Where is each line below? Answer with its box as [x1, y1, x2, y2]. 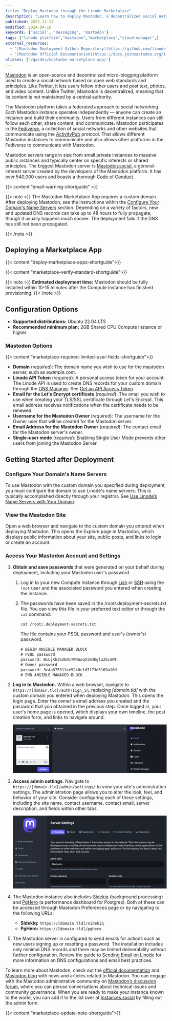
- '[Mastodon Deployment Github [10, 46, 79, 51]
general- [137, 162, 156, 169]
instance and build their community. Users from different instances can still [5, 115, 164, 121]
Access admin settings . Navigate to [12, 778, 90, 784]
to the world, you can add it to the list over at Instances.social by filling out [5, 994, 162, 1001]
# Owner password [20, 662, 58, 667]
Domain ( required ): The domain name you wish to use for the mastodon [12, 364, 164, 370]
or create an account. [5, 539, 51, 545]
